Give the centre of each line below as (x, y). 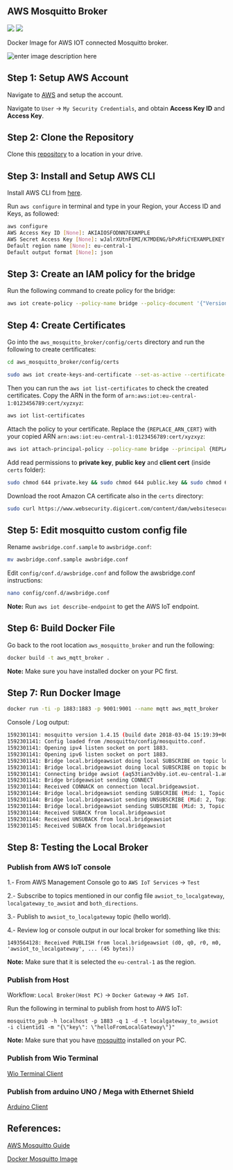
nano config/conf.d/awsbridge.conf (59, 593)
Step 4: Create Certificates (67, 325)
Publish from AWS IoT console (59, 867)
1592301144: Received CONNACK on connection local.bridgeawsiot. (103, 787)
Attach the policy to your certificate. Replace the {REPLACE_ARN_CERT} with (112, 429)
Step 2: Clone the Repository (70, 137)
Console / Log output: (38, 722)
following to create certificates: (52, 349)
